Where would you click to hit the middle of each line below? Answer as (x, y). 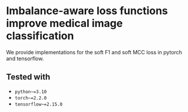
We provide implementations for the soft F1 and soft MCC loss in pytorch (94, 52)
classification (40, 36)
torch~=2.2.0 (31, 98)
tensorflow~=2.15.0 (39, 104)
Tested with (28, 77)
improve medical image (65, 23)
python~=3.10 (31, 92)
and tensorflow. (25, 58)
